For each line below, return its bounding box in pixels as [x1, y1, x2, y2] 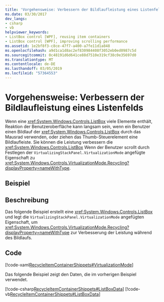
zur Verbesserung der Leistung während [70, 230, 152, 236]
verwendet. [5, 277, 28, 282]
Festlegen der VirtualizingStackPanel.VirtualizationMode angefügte [5, 150, 145, 155]
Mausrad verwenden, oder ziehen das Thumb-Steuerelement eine [5, 134, 138, 140]
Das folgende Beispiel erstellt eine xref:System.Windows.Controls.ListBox [5, 209, 153, 215]
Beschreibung [5, 196, 49, 204]
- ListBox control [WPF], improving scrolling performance [5, 39, 128, 44]
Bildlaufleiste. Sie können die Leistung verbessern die [5, 139, 113, 145]
